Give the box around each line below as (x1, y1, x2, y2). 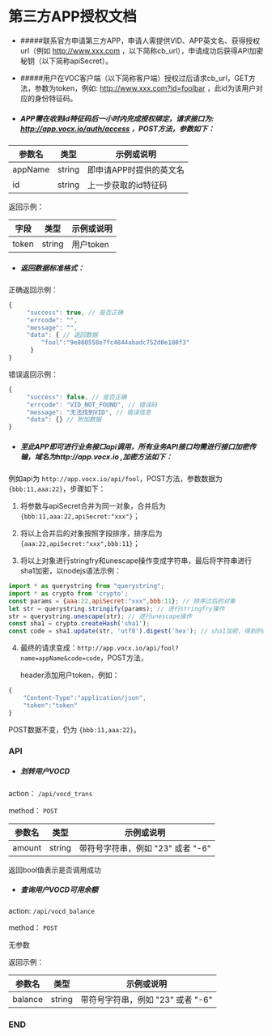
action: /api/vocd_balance (8, 906, 96, 915)
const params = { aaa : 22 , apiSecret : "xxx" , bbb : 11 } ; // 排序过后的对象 (8, 597, 236, 605)
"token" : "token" (23, 701, 79, 710)
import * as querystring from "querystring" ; (8, 582, 164, 590)
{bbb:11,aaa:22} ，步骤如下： (8, 484, 106, 494)
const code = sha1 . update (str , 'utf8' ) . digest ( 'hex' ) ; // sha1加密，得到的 (8, 627, 263, 636)
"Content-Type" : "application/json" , (23, 694, 147, 702)
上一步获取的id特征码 (87, 179, 168, 190)
